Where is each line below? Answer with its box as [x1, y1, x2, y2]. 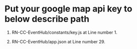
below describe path [4, 13, 90, 24]
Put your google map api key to [4, 3, 133, 14]
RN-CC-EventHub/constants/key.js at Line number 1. [11, 29, 117, 35]
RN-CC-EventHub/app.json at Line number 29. [11, 38, 106, 44]
